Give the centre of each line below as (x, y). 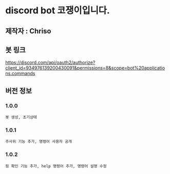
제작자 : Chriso (28, 31)
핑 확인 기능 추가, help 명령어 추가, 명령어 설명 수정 (56, 166)
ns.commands (20, 73)
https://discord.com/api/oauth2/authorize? (50, 62)
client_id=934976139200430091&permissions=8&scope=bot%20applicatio (85, 68)
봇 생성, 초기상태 (21, 117)
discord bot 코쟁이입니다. (58, 10)
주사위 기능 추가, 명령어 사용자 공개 (39, 142)
